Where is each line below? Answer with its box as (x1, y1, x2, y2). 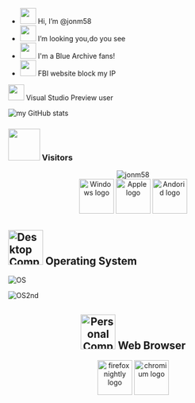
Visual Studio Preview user (25, 93, 113, 103)
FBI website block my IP (37, 68, 117, 78)
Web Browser (117, 339, 186, 352)
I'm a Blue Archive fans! (37, 52, 116, 60)
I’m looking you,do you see (37, 34, 126, 43)
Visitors (41, 152, 73, 163)
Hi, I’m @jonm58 (37, 17, 92, 25)
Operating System (44, 254, 137, 268)
